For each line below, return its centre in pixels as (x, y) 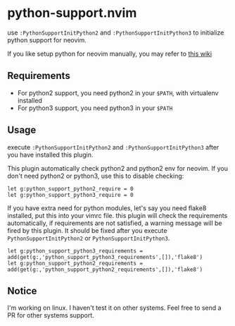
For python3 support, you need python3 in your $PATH (95, 108)
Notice (22, 291)
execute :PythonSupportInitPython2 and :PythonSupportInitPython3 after (113, 147)
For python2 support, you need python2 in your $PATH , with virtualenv (118, 92)
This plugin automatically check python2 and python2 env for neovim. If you (118, 168)
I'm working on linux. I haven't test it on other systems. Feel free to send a (114, 308)
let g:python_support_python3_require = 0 (70, 195)
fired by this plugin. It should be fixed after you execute (87, 230)
